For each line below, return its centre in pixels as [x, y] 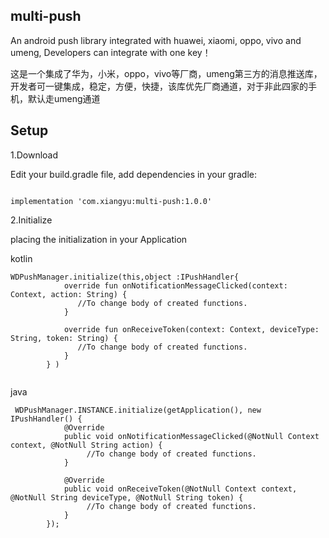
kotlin [21, 258]
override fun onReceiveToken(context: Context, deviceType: [191, 329]
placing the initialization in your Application [99, 239]
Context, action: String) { [69, 294]
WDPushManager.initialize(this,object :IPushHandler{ [125, 277]
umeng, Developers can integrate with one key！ [111, 52]
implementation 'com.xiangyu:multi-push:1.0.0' [111, 201]
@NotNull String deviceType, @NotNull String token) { [127, 497]
